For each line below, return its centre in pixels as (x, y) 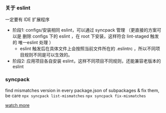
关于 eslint (18, 7)
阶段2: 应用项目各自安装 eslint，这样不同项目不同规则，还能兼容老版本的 (86, 61)
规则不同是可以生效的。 (48, 55)
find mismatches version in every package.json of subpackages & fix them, (82, 90)
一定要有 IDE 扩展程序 (27, 20)
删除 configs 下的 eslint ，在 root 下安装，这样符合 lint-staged (86, 36)
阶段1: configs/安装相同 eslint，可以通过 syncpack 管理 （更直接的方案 (84, 30)
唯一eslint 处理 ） (36, 43)
